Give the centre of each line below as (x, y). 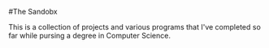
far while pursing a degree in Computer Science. (89, 36)
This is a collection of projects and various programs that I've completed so (135, 27)
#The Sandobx (33, 12)
